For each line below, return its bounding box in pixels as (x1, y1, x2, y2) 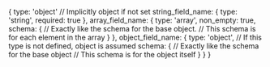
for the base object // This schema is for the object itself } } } (8, 50, 212, 59)
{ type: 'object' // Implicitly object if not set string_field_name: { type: (8, 7, 238, 16)
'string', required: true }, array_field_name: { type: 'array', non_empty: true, (8, 15, 256, 25)
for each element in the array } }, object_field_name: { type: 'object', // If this (8, 32, 262, 42)
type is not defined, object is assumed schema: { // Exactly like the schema (8, 41, 259, 51)
